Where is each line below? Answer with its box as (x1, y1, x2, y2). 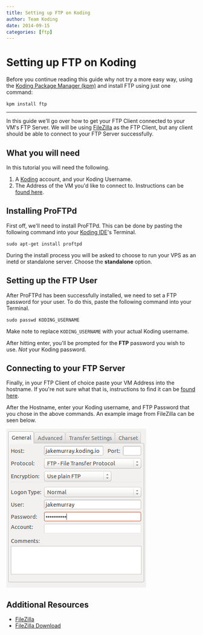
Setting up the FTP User (6, 275, 98, 286)
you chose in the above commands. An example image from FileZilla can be (6, 410, 195, 418)
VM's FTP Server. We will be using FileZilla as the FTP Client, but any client (6, 124, 193, 131)
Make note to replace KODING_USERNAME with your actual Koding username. (6, 327, 189, 335)
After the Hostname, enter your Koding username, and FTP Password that (6, 404, 190, 411)
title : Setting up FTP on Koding (6, 10, 91, 16)
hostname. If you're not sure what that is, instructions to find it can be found (6, 386, 196, 393)
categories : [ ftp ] (6, 29, 53, 35)
